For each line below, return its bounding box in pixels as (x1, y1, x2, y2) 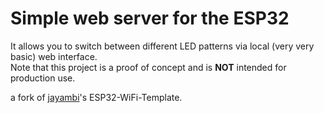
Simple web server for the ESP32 (10, 7, 290, 30)
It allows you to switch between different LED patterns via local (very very (10, 40, 315, 52)
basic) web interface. (10, 50, 98, 62)
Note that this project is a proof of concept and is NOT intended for (10, 61, 287, 73)
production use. (10, 72, 76, 84)
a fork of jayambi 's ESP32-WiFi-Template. (10, 91, 183, 103)
